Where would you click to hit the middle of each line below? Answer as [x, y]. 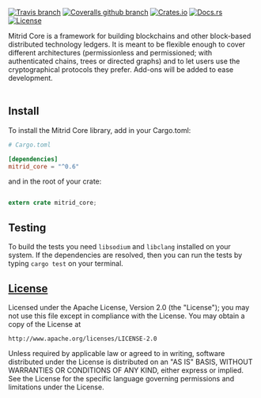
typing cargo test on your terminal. [66, 263]
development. [30, 78]
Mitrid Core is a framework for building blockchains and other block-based [130, 36]
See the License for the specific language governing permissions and [121, 378]
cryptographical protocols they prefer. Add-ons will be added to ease [121, 70]
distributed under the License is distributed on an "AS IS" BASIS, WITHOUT [130, 362]
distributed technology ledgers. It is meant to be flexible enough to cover [127, 44]
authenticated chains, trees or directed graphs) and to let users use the [124, 61]
